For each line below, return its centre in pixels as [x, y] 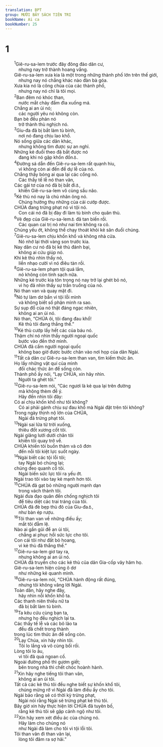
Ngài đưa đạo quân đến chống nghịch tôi [57, 496]
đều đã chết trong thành [44, 629]
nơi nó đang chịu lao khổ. [45, 136]
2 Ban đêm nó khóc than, [39, 97]
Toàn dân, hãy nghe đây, [40, 590]
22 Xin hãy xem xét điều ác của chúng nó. [57, 717]
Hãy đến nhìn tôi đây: [41, 397]
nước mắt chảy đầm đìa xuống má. [55, 102]
